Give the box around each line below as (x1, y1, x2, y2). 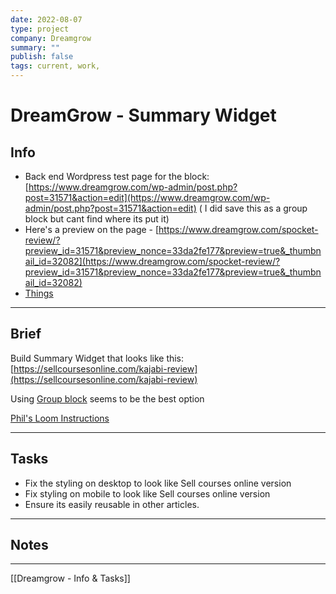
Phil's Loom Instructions (10, 412, 110, 424)
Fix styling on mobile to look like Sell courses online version (24, 487, 271, 500)
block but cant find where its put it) (24, 213, 170, 225)
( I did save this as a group (198, 202, 308, 214)
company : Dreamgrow (10, 33, 92, 43)
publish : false (10, 52, 74, 62)
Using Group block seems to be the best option (10, 392, 205, 405)
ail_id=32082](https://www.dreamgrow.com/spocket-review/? (24, 256, 281, 267)
